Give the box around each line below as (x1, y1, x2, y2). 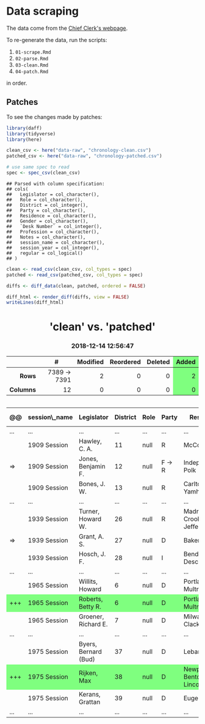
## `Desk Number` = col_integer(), (6, 223, 103, 229)
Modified (77, 357, 104, 366)
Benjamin (78, 462, 106, 470)
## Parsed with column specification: (6, 181, 105, 187)
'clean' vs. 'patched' (49, 320, 156, 334)
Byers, (78, 639, 98, 648)
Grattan (78, 697, 101, 706)
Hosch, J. (78, 550, 106, 558)
